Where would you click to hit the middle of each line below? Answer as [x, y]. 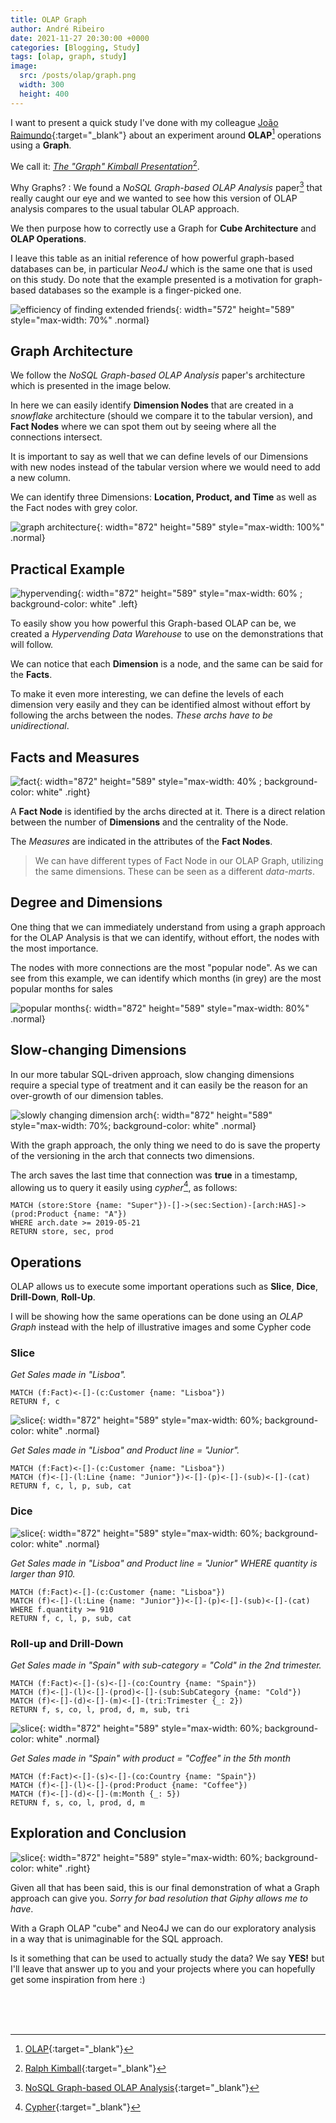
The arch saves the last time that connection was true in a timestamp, [154, 1175]
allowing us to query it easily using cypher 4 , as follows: [124, 1186]
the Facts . [31, 675]
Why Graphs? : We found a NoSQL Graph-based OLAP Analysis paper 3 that [166, 186]
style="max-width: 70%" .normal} [80, 320]
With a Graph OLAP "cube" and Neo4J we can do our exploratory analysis [163, 1928]
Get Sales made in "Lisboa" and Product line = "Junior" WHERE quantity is [164, 1563]
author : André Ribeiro [57, 29]
